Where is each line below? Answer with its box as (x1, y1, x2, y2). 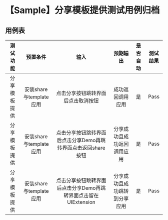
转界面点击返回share (57, 144, 106, 151)
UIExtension (67, 199, 96, 205)
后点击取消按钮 (63, 97, 99, 104)
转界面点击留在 (63, 192, 99, 199)
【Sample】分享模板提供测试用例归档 (5, 5, 160, 16)
